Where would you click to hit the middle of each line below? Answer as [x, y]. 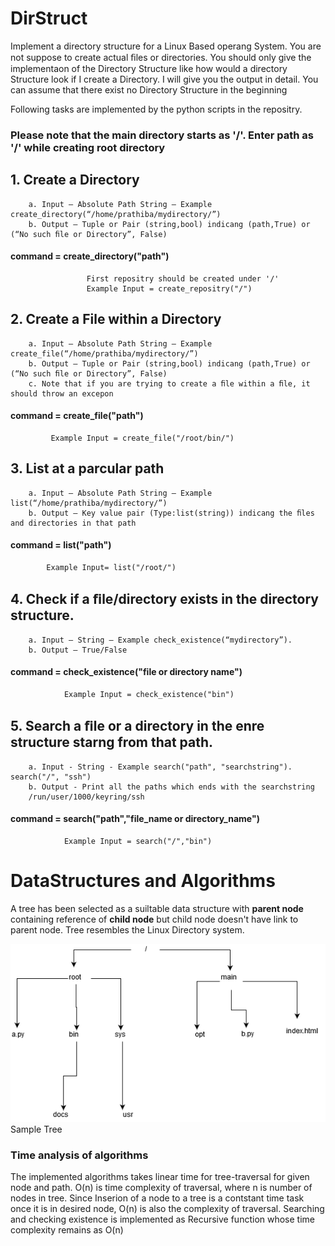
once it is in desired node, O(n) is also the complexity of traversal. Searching [167, 1209]
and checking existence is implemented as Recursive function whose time [162, 1219]
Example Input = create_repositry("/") [169, 288]
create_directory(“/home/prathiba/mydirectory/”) [116, 214]
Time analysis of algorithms [79, 1155]
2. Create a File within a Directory [116, 319]
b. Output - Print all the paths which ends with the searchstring [171, 787]
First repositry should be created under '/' [183, 278]
